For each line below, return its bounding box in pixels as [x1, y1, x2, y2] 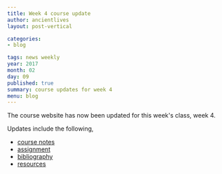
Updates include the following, [7, 124, 94, 133]
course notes [17, 138, 55, 146]
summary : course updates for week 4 [7, 86, 112, 93]
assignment [17, 145, 50, 153]
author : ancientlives [7, 17, 70, 23]
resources [17, 160, 46, 168]
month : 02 [7, 67, 36, 74]
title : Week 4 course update [7, 10, 91, 17]
